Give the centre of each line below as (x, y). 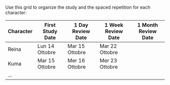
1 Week (114, 25)
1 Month (148, 25)
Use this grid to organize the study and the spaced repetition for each (78, 7)
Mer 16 (76, 61)
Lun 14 (46, 46)
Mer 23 (108, 61)
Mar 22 (108, 46)
